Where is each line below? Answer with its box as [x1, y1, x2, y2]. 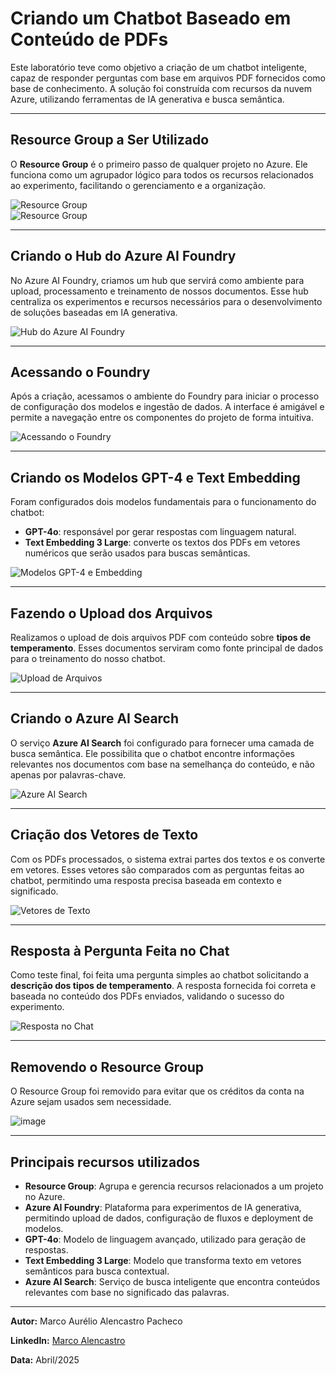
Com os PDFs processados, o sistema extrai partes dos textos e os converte [10, 853, 326, 865]
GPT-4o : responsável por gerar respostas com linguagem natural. [24, 526, 297, 538]
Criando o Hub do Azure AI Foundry [10, 248, 237, 265]
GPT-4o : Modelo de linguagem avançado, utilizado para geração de [24, 1233, 307, 1246]
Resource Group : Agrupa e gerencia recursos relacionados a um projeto [24, 1180, 324, 1192]
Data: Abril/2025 [10, 1354, 80, 1366]
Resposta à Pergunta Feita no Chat [10, 943, 230, 960]
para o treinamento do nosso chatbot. [10, 653, 166, 664]
